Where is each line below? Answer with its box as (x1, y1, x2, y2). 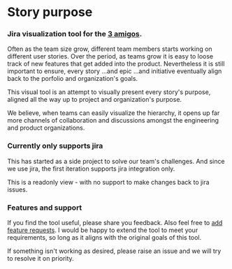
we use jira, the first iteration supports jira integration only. (7, 164, 175, 173)
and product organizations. (7, 123, 85, 132)
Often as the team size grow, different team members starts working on (7, 45, 212, 53)
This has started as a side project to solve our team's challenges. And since (7, 157, 225, 165)
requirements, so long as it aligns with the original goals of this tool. (7, 233, 202, 242)
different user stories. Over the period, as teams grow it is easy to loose (7, 52, 214, 61)
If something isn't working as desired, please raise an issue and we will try (7, 247, 222, 255)
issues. (7, 185, 28, 194)
